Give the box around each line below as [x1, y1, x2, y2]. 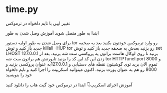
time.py [5, 4, 38, 15]
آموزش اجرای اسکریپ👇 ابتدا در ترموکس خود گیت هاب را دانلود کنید [5, 81, 132, 87]
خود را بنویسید [5, 71, 32, 77]
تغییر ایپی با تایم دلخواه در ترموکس [5, 20, 70, 26]
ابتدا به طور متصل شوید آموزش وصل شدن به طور [5, 30, 99, 36]
